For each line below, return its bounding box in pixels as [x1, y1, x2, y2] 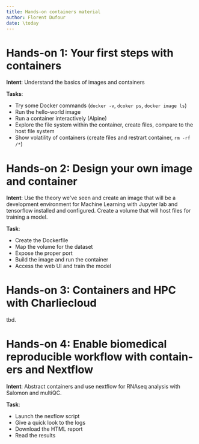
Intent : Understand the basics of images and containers [6, 79, 145, 86]
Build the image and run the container [14, 256, 109, 263]
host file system [14, 128, 55, 135]
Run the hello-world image [14, 108, 81, 116]
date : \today [6, 20, 39, 26]
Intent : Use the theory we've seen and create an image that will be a [6, 194, 176, 202]
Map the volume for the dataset [14, 243, 93, 251]
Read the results [14, 432, 56, 439]
